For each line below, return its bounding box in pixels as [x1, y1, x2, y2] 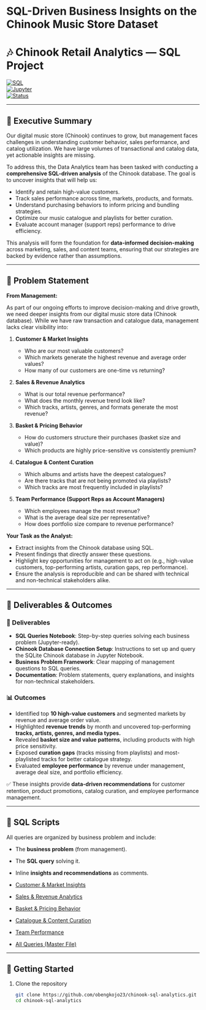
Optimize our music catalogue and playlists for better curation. [15, 214, 174, 221]
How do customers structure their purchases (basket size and [24, 433, 181, 441]
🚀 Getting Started [6, 963, 74, 974]
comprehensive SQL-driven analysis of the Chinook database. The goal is [6, 170, 196, 177]
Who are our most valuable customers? [24, 347, 124, 354]
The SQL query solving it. [15, 857, 80, 865]
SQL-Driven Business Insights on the [6, 4, 197, 18]
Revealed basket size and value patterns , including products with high [15, 735, 195, 743]
